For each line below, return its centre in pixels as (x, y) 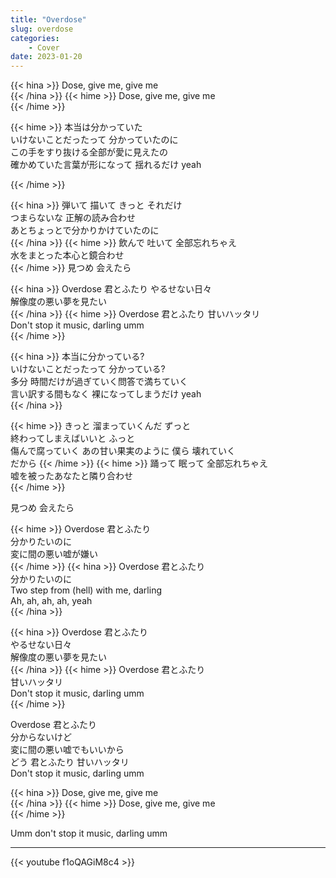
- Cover (44, 47)
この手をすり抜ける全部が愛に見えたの (89, 152)
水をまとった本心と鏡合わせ (67, 255)
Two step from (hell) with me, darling (86, 590)
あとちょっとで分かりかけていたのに (85, 230)
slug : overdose (42, 29)
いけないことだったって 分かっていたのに (94, 140)
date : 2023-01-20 (46, 57)
